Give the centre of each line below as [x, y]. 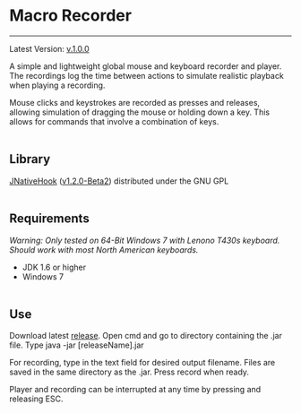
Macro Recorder [71, 16]
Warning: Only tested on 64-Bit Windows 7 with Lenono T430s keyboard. [145, 240]
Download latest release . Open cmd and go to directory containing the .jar [146, 336]
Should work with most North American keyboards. [104, 250]
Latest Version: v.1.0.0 [49, 48]
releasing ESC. [36, 399]
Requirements [49, 219]
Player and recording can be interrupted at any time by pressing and [135, 390]
